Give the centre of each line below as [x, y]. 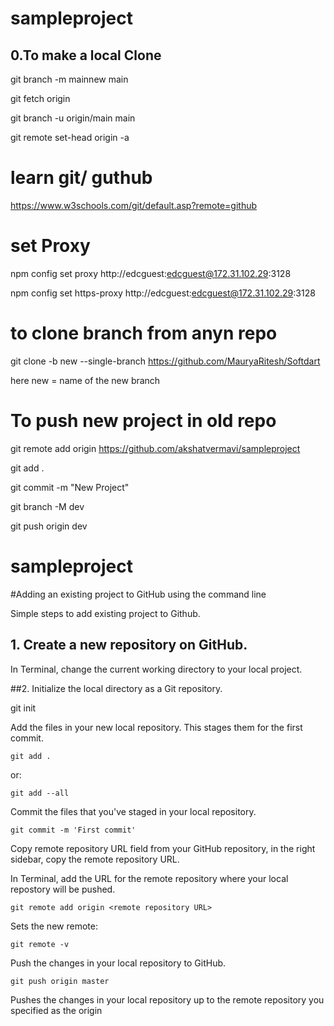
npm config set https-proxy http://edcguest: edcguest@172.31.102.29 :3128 [163, 293]
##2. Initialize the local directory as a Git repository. [116, 688]
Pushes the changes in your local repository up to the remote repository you [167, 999]
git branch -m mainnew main [69, 79]
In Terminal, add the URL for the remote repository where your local [149, 878]
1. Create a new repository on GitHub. [129, 645]
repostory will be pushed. [63, 889]
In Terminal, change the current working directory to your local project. [156, 669]
